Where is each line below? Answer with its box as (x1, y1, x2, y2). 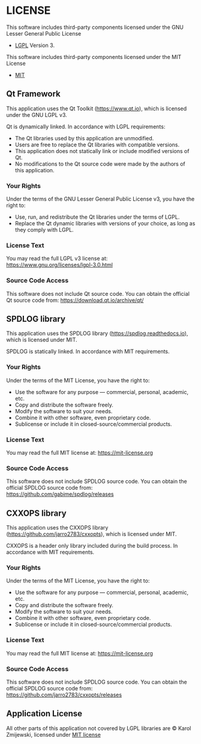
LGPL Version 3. (14, 42, 55, 49)
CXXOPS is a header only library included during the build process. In (6, 542, 178, 549)
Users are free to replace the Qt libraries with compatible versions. (14, 141, 180, 148)
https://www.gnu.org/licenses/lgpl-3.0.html (6, 261, 113, 269)
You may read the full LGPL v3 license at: (6, 255, 108, 262)
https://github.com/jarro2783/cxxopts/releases (6, 691, 122, 699)
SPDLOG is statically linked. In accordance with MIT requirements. (6, 348, 170, 355)
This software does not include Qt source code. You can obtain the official (6, 290, 190, 297)
